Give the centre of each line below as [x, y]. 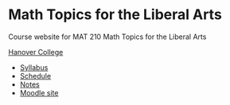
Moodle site [39, 92]
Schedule [35, 76]
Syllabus [34, 67]
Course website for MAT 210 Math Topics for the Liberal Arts [107, 37]
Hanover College [36, 52]
